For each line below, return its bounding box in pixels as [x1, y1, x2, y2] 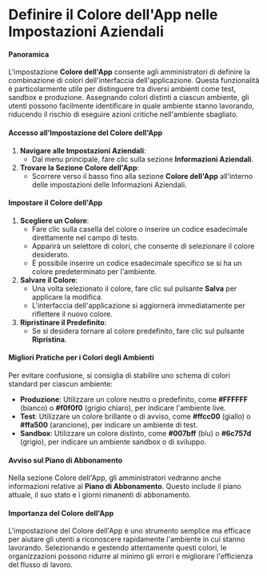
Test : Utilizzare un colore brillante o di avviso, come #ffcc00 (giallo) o [19, 411, 252, 421]
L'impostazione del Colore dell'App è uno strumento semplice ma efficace [8, 526, 252, 536]
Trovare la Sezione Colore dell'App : [19, 162, 140, 173]
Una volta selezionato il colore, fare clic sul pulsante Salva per [31, 284, 237, 293]
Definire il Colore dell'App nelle [8, 6, 218, 24]
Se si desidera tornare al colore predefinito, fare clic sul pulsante [31, 326, 245, 336]
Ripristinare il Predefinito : [19, 317, 107, 327]
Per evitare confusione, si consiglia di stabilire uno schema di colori [8, 371, 230, 380]
